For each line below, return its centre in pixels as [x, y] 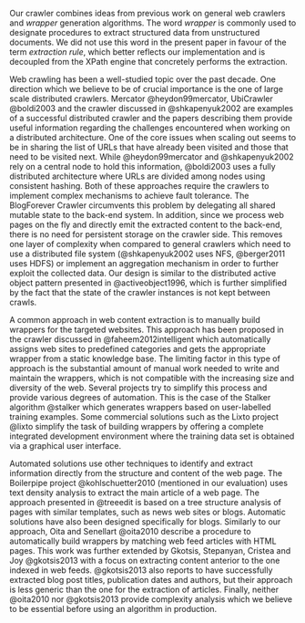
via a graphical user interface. [65, 446]
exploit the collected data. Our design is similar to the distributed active [143, 273]
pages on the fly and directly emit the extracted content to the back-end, [146, 224]
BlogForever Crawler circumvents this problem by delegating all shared [142, 205]
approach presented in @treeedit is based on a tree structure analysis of [146, 502]
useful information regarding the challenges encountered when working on [150, 128]
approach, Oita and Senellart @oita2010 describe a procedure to [131, 531]
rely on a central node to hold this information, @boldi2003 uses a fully [142, 166]
